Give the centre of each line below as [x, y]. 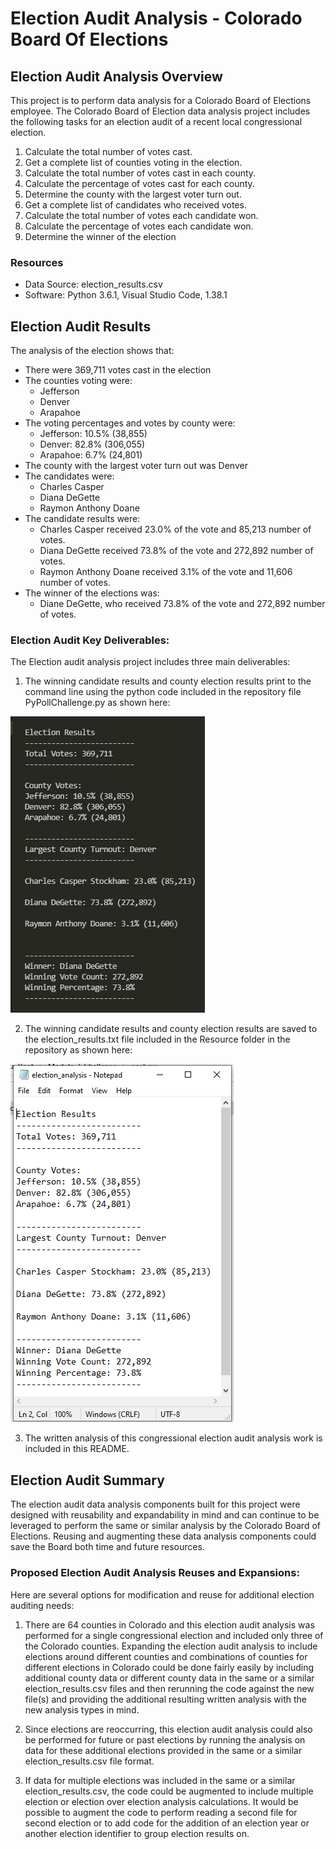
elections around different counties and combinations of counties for [166, 1656]
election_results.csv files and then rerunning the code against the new [169, 1688]
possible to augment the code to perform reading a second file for [161, 1812]
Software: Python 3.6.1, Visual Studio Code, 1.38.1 [126, 295]
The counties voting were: [78, 381]
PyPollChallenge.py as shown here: [97, 703]
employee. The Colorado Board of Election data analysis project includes [160, 111]
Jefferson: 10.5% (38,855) [93, 434]
